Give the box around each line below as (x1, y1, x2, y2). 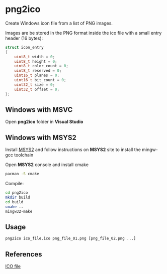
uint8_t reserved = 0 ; (14, 68, 62, 73)
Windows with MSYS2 (5, 133, 76, 142)
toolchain (14, 152, 34, 158)
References (5, 250, 42, 258)
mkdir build (5, 195, 30, 200)
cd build (5, 199, 24, 204)
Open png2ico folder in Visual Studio (5, 119, 83, 125)
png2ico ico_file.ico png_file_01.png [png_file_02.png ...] (5, 236, 136, 241)
